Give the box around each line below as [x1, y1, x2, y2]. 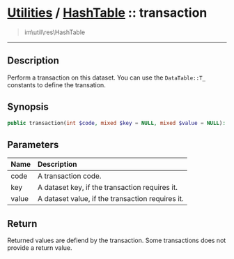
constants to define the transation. [7, 80, 106, 89]
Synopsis [7, 101, 49, 113]
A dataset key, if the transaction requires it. [37, 183, 178, 193]
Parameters [7, 138, 59, 151]
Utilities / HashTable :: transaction [7, 5, 208, 21]
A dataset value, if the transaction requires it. [37, 194, 185, 204]
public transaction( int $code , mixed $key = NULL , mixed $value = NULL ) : [7, 119, 226, 126]
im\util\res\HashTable [24, 28, 86, 36]
